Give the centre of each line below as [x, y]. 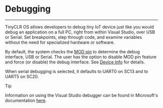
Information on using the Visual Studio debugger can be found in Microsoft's [81, 95]
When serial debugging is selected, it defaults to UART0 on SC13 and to [77, 71]
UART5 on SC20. [22, 77]
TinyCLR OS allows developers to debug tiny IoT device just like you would [80, 27]
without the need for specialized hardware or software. [60, 42]
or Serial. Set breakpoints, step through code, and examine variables [73, 37]
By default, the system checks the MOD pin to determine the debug [73, 51]
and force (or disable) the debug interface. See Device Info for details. [75, 62]
